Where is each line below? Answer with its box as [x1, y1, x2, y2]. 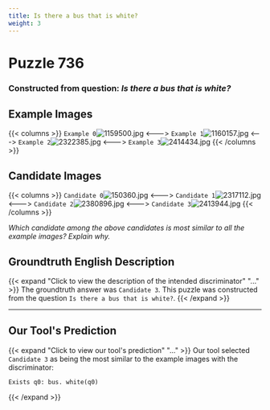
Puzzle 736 [8, 54, 84, 72]
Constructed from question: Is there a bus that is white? [8, 82, 231, 93]
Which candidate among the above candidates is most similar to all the [8, 223, 245, 233]
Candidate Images [8, 169, 102, 182]
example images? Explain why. [8, 232, 111, 241]
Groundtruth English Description [8, 255, 175, 269]
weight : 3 [8, 19, 42, 27]
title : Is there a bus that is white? [8, 11, 138, 20]
